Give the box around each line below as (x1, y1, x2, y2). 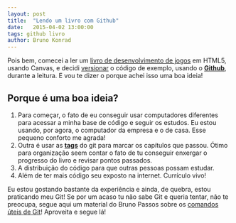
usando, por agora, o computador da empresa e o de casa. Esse (17, 126, 206, 134)
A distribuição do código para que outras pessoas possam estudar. (17, 163, 215, 172)
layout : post (7, 10, 46, 18)
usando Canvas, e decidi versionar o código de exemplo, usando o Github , (7, 64, 227, 72)
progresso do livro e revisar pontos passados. (17, 156, 153, 164)
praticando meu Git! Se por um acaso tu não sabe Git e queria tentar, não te (7, 192, 229, 201)
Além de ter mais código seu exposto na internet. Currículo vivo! (17, 171, 207, 180)
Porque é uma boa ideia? (7, 92, 119, 104)
